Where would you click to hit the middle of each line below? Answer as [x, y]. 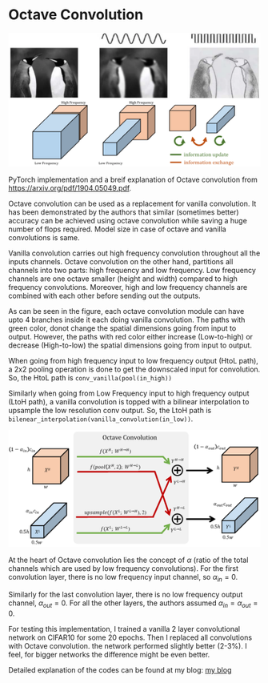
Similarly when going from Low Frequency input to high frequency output [129, 393]
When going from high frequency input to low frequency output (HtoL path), [133, 360]
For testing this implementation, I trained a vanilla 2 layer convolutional [124, 629]
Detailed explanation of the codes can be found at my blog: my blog [120, 670]
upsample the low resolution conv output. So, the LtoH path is [110, 410]
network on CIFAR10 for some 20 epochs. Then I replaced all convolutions [130, 637]
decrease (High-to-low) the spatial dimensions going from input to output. [130, 345]
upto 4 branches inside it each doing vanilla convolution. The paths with [127, 319]
